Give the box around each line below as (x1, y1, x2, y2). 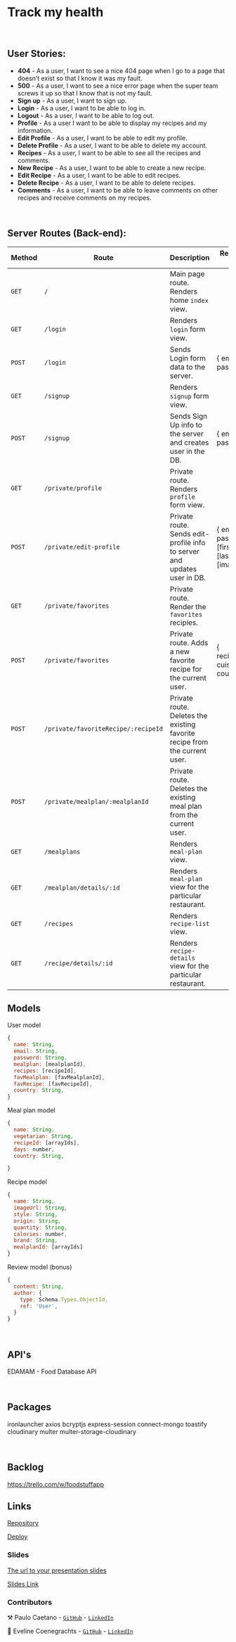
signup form (169, 391, 209, 400)
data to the (169, 362, 206, 372)
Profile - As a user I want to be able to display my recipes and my (17, 119, 207, 127)
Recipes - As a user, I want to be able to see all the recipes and (17, 148, 201, 157)
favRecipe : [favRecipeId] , (13, 1080, 93, 1088)
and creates (169, 437, 209, 447)
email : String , (13, 1048, 58, 1055)
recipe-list (169, 920, 210, 927)
